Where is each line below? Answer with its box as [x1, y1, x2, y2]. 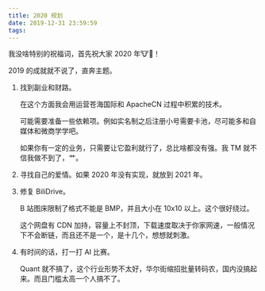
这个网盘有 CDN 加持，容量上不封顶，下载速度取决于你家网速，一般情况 [19, 220, 255, 230]
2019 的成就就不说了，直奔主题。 [8, 66, 117, 75]
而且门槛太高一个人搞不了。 [33, 274, 125, 284]
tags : [8, 26, 26, 34]
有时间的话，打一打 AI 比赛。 [19, 247, 115, 257]
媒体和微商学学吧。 [19, 126, 83, 136]
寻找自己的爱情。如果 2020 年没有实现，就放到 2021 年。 [19, 170, 207, 179]
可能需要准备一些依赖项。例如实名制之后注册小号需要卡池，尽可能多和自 [19, 117, 256, 126]
